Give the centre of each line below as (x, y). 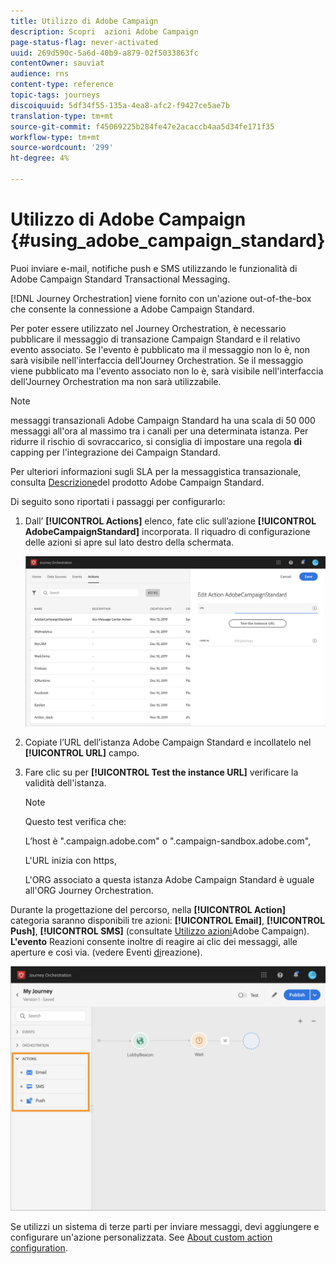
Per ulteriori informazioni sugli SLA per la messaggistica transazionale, (156, 471)
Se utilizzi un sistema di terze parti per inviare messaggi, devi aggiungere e (165, 1227)
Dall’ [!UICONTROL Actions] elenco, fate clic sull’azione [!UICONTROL (170, 521)
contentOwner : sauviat (57, 63)
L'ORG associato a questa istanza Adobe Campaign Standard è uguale (169, 880)
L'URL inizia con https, (70, 861)
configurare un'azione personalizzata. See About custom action (141, 1237)
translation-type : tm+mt (62, 116)
